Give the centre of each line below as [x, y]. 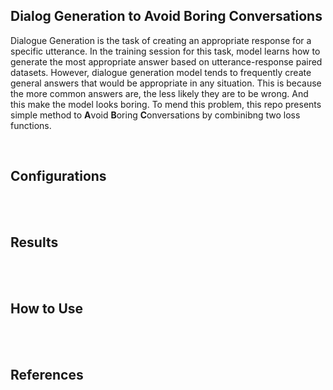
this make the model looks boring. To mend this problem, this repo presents [166, 104]
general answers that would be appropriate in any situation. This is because [166, 83]
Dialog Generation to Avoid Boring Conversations [166, 16]
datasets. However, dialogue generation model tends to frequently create [161, 72]
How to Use [47, 308]
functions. [31, 125]
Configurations [58, 176]
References [47, 374]
